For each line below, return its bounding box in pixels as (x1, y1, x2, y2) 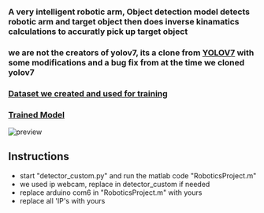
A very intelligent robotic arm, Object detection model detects (8, 6, 251, 17)
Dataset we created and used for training (8, 88, 168, 99)
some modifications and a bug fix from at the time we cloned (8, 57, 245, 68)
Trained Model (8, 109, 65, 120)
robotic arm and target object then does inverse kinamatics (8, 16, 240, 27)
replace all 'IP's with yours (19, 196, 106, 205)
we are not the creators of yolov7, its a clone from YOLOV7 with (8, 47, 255, 58)
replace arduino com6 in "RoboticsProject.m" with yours (19, 188, 203, 197)
